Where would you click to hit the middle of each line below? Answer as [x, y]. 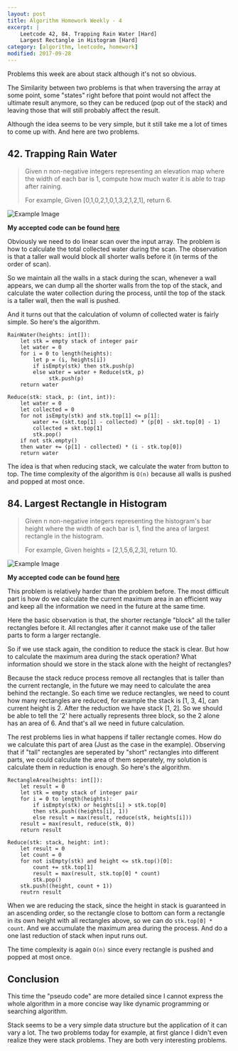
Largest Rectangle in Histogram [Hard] [79, 41]
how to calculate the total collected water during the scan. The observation [117, 249]
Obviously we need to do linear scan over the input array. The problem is [114, 241]
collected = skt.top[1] [68, 428]
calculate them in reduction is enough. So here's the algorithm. [99, 767]
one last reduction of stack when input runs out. [77, 935]
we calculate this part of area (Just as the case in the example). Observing [116, 745]
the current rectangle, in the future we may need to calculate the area [109, 685]
